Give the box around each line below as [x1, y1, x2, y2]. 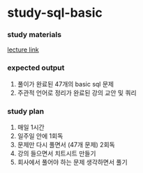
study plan [7, 106, 44, 116]
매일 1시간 [17, 123, 45, 132]
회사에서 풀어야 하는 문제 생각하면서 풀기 [17, 158, 128, 167]
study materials [7, 30, 61, 40]
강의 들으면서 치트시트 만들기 [17, 149, 96, 158]
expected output [7, 63, 65, 73]
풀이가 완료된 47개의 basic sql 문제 [17, 80, 114, 88]
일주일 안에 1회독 [17, 132, 63, 140]
